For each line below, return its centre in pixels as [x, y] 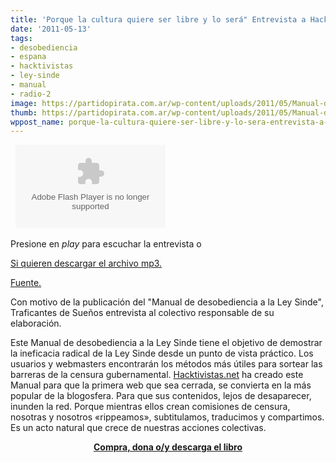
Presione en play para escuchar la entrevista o [106, 244]
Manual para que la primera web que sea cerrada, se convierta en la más [161, 385]
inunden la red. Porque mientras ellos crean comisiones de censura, [150, 407]
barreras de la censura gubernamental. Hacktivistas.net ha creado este [157, 375]
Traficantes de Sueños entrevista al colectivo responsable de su [142, 313]
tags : [21, 38]
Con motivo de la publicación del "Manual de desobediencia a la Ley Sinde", [167, 302]
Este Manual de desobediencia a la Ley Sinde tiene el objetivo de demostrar [166, 343]
